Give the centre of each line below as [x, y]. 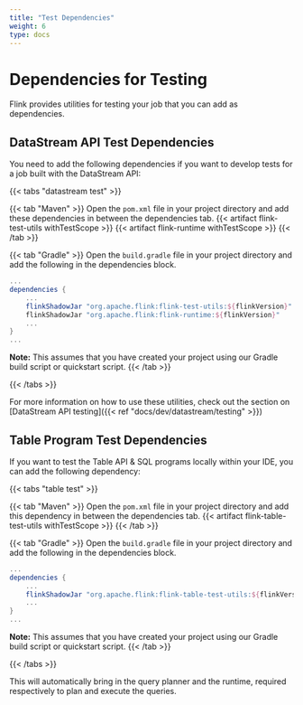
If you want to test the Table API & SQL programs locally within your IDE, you [151, 461]
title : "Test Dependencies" [62, 18]
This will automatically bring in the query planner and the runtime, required [148, 681]
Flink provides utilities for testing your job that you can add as [124, 104]
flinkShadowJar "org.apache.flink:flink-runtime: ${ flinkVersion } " [153, 315]
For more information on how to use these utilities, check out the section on [150, 402]
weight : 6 [28, 26]
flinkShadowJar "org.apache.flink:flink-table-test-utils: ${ [142, 594]
